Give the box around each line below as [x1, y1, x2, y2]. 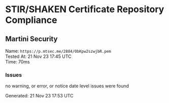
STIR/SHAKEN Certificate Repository [5, 4, 164, 15]
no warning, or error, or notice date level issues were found [5, 83, 129, 89]
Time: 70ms [5, 59, 30, 64]
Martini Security [5, 35, 58, 43]
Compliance [5, 14, 57, 26]
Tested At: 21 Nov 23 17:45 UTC [5, 53, 72, 59]
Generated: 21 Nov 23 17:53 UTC [5, 93, 74, 99]
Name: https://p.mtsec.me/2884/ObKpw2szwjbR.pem [5, 48, 112, 54]
